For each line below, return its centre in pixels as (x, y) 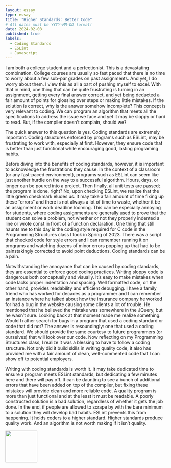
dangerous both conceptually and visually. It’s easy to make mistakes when (84, 277)
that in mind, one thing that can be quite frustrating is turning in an (75, 89)
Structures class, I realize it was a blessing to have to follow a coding (78, 342)
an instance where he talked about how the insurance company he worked (84, 299)
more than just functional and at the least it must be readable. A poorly (79, 396)
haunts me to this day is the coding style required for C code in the (76, 229)
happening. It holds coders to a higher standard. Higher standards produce (84, 418)
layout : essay (20, 10)
